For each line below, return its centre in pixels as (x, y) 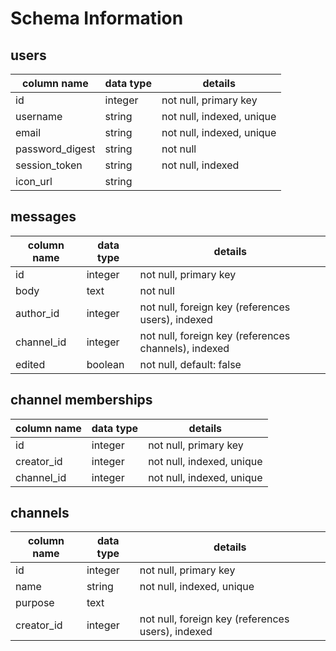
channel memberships (81, 400)
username (39, 116)
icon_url (34, 181)
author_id (37, 313)
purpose (35, 603)
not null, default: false (190, 364)
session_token (49, 165)
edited (30, 364)
